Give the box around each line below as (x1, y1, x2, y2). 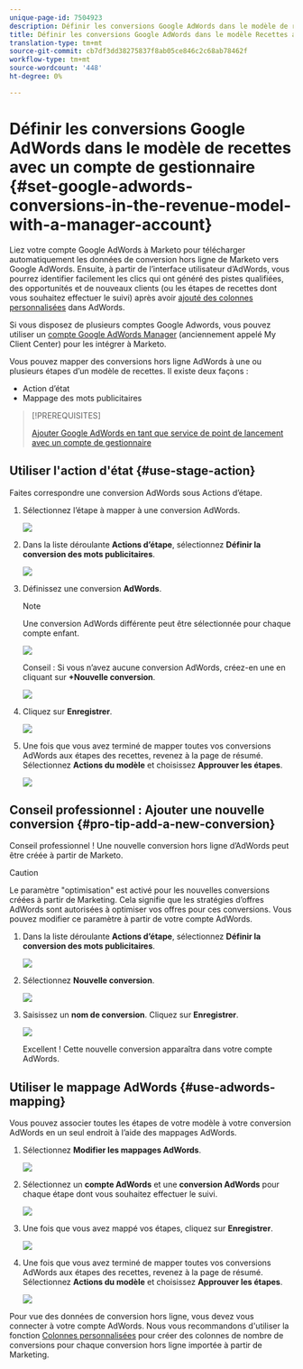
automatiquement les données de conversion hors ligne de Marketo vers (9, 253, 280, 264)
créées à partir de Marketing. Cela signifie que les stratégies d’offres (9, 895, 264, 905)
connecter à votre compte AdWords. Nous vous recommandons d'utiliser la (9, 1320, 289, 1331)
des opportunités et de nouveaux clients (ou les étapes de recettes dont (9, 282, 278, 293)
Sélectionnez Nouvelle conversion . (22, 975, 155, 986)
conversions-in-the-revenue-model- (9, 195, 291, 216)
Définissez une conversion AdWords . (22, 583, 162, 593)
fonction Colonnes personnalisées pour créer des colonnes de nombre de (9, 1330, 284, 1341)
